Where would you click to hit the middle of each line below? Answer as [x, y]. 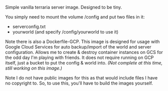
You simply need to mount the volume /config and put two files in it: [75, 17]
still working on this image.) [34, 68]
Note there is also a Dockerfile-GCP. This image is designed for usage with [82, 41]
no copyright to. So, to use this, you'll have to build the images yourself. [79, 83]
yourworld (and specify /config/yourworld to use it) [65, 32]
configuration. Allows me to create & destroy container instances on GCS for [84, 52]
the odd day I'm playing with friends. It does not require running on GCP [79, 57]
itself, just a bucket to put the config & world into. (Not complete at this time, [84, 63]
